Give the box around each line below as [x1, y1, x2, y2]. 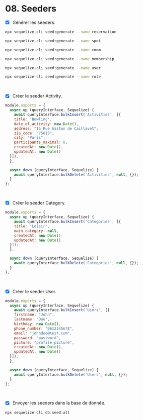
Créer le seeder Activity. [12, 93, 62, 99]
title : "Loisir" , [14, 223, 50, 229]
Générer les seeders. [12, 19, 56, 25]
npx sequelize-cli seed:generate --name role [5, 74, 101, 80]
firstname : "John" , [14, 312, 55, 317]
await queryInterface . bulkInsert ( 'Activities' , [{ [14, 112, 121, 117]
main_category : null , [14, 228, 59, 233]
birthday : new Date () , [14, 321, 61, 326]
